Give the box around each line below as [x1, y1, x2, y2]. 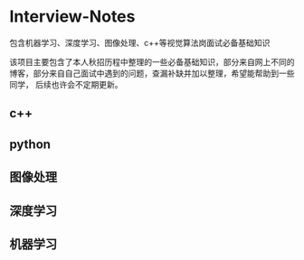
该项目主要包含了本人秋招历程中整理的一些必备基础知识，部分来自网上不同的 [9, 56, 295, 67]
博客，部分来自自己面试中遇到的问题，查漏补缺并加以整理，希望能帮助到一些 [9, 68, 295, 79]
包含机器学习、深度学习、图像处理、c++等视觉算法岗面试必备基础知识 [9, 37, 271, 48]
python [9, 136, 52, 152]
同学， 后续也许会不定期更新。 [9, 79, 123, 89]
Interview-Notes [9, 6, 136, 27]
